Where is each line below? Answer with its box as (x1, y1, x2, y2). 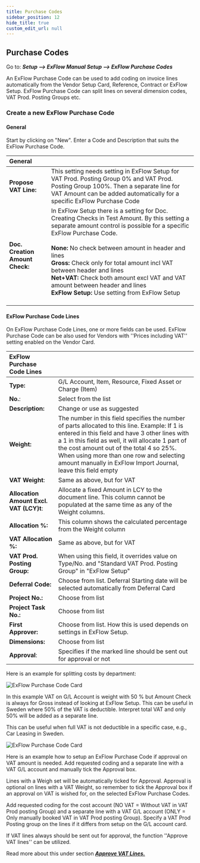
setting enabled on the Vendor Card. (6, 339, 95, 346)
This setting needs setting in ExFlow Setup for (51, 167, 180, 176)
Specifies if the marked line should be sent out (58, 647, 188, 656)
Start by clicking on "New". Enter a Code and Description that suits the (6, 136, 179, 144)
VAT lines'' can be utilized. (6, 839, 71, 846)
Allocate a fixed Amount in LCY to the (58, 486, 162, 494)
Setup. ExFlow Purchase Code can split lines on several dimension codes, (6, 88, 187, 95)
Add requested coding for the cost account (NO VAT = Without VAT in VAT (6, 802, 189, 809)
